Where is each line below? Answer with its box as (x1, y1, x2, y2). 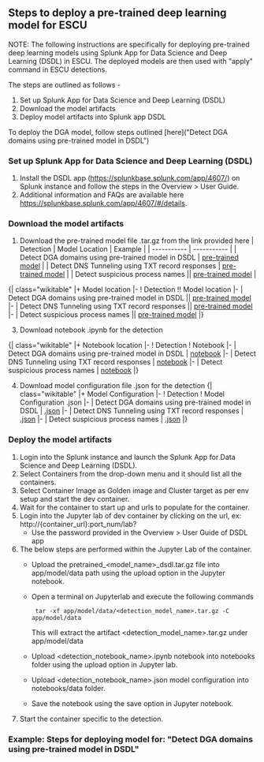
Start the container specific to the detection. (19, 714, 164, 723)
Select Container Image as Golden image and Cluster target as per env (19, 485, 250, 495)
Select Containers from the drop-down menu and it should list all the (19, 469, 242, 478)
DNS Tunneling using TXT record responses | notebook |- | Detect (8, 357, 223, 367)
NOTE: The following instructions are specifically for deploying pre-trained (8, 39, 250, 49)
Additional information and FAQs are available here (19, 190, 184, 200)
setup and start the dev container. (19, 494, 130, 503)
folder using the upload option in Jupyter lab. (31, 659, 178, 669)
